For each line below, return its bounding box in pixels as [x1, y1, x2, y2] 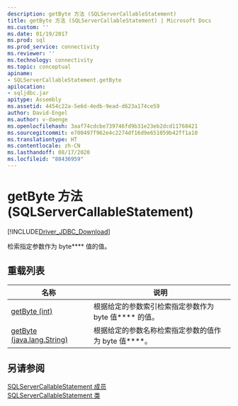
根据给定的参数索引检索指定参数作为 [93, 301, 215, 311]
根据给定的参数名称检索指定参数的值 [93, 325, 215, 335]
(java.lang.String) [11, 334, 69, 344]
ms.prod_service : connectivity [7, 43, 100, 50]
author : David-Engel [7, 109, 69, 116]
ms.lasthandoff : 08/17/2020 [7, 149, 91, 156]
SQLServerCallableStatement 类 [7, 391, 101, 400]
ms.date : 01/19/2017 [7, 30, 69, 38]
